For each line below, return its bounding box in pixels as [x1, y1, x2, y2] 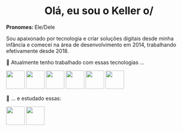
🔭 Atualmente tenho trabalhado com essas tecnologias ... [6, 59, 145, 66]
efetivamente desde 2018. [6, 47, 70, 54]
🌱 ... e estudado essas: [6, 95, 62, 102]
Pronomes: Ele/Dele [6, 23, 55, 31]
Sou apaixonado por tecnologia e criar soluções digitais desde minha [6, 35, 174, 42]
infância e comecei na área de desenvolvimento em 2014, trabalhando [6, 41, 177, 48]
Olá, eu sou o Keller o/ [44, 4, 154, 18]
